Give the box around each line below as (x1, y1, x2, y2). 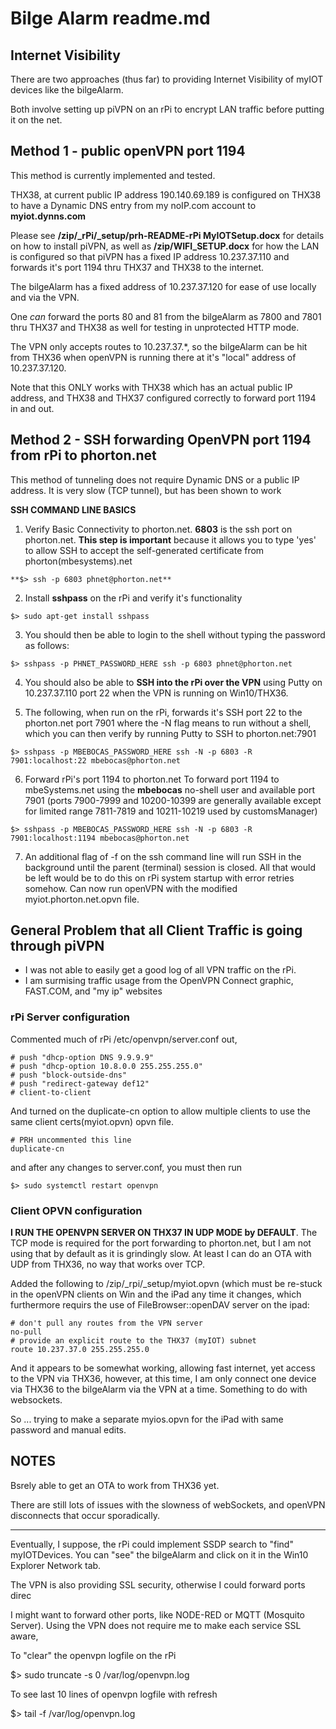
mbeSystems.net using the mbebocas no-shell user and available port (24, 783, 316, 796)
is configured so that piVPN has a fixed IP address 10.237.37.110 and (10, 250, 290, 262)
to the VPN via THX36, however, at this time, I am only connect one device (10, 1373, 317, 1385)
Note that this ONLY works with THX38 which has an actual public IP (10, 381, 293, 393)
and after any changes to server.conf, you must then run (10, 1161, 242, 1173)
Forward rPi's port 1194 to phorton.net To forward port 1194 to (24, 773, 280, 785)
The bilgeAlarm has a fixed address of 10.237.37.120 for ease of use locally (10, 280, 317, 292)
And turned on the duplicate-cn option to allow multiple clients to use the (10, 1105, 311, 1117)
